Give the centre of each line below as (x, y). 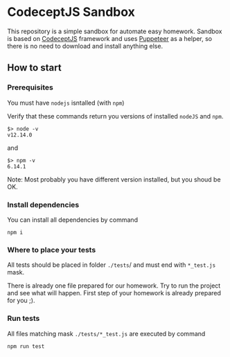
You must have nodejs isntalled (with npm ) (66, 103)
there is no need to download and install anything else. (85, 46)
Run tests (24, 318)
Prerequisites (30, 87)
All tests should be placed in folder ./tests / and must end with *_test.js (112, 265)
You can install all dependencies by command (73, 220)
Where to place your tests (52, 250)
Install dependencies (43, 204)
